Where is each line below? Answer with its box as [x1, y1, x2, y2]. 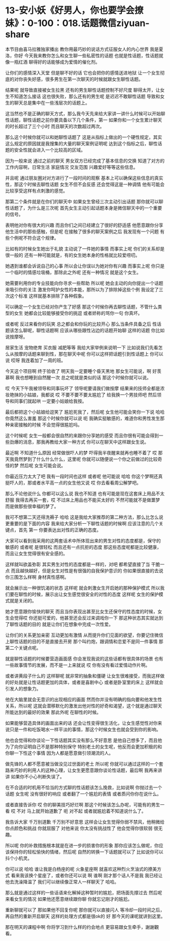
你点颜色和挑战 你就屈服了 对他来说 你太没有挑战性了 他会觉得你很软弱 [5, 825, 153, 831]
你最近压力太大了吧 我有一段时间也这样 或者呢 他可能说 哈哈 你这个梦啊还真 [5, 473, 163, 479]
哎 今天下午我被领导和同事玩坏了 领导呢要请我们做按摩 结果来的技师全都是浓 [5, 385, 165, 391]
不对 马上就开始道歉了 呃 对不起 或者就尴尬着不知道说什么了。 [16, 808, 146, 814]
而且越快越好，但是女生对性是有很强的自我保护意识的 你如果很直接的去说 [11, 567, 163, 574]
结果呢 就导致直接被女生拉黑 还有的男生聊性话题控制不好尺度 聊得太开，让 [5, 87, 160, 93]
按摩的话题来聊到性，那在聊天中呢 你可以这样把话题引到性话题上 [14, 350, 149, 357]
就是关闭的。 [9, 597, 37, 603]
